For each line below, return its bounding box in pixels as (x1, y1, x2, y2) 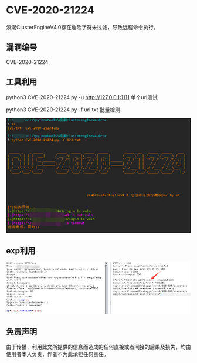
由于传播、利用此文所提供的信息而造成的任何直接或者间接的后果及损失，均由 (6, 344, 191, 351)
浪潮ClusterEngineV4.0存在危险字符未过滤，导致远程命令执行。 (6, 23, 159, 30)
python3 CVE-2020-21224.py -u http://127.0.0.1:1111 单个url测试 (6, 93, 158, 100)
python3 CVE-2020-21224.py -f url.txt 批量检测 (6, 106, 121, 113)
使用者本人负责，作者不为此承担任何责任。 (6, 351, 109, 358)
